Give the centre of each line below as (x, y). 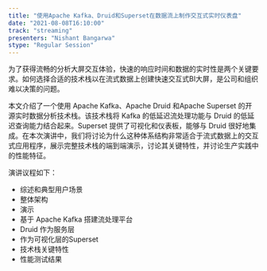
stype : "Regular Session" (51, 45)
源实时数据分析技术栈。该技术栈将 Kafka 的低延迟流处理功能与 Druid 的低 (128, 116)
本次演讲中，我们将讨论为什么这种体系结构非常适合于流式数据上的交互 (144, 135)
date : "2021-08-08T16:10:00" (56, 23)
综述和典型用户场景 (51, 190)
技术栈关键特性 (44, 249)
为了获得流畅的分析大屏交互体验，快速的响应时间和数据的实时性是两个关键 (130, 69)
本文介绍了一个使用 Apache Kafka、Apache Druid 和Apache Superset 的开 (130, 106)
